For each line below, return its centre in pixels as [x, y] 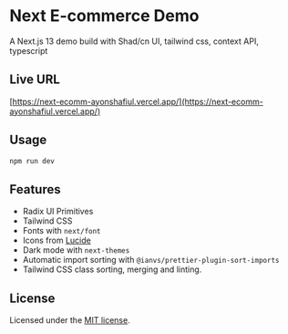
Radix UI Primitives [58, 212]
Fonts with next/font [62, 231]
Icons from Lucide [57, 240]
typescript [29, 50]
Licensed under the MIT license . [70, 320]
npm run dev [32, 161]
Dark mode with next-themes [76, 250]
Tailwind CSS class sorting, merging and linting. [112, 269]
